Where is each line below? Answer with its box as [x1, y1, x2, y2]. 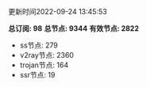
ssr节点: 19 [19, 70, 56, 79]
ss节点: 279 [19, 40, 58, 50]
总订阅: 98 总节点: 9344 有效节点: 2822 [8, 24, 139, 33]
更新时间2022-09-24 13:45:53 [8, 7, 107, 16]
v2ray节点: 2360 [19, 51, 74, 59]
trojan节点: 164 [19, 60, 69, 70]
